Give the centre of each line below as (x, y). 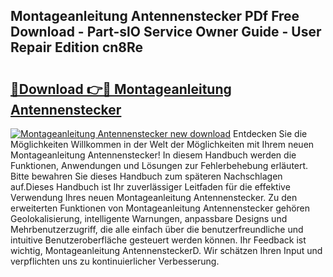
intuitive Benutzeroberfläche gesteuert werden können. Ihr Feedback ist (158, 240)
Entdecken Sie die (270, 133)
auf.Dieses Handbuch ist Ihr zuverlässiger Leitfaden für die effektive (150, 187)
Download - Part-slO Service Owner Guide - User (166, 32)
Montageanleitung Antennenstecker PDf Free (155, 16)
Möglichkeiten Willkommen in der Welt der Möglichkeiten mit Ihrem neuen (162, 144)
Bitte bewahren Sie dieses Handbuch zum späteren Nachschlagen (146, 176)
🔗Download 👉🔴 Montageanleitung (121, 89)
